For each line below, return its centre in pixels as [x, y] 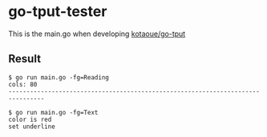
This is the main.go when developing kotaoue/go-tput [97, 34]
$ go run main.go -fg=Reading [59, 77]
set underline [32, 127]
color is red [30, 119]
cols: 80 [23, 84]
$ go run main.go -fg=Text [53, 112]
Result [25, 59]
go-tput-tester [58, 12]
